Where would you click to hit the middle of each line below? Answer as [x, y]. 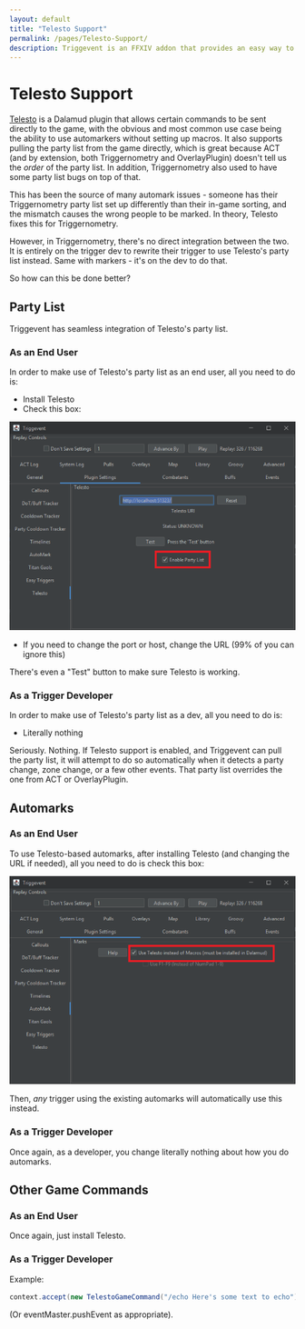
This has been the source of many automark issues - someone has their [144, 195]
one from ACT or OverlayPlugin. [69, 779]
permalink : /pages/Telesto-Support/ [79, 38]
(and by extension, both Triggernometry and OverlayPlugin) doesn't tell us [148, 158]
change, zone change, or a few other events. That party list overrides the [146, 770]
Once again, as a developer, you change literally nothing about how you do [149, 1152]
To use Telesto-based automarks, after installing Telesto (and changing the [150, 854]
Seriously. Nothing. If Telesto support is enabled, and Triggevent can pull [146, 751]
